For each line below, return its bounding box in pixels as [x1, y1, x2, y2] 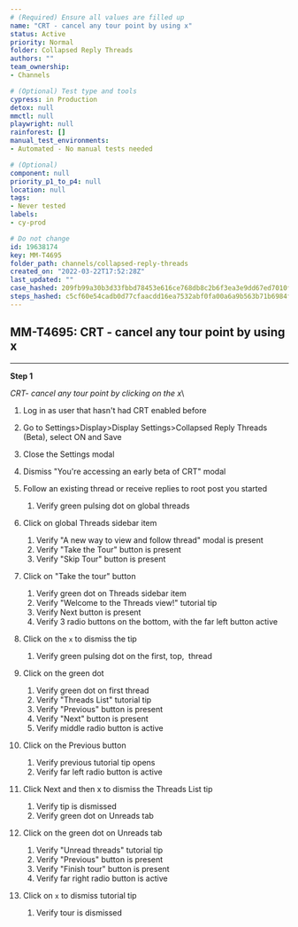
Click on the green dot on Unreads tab [22, 827, 163, 838]
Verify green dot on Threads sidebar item [35, 587, 187, 599]
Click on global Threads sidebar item [22, 517, 157, 528]
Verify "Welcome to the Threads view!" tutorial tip [35, 597, 218, 608]
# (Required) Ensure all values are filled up [10, 12, 185, 22]
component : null [10, 169, 70, 177]
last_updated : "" [10, 276, 74, 285]
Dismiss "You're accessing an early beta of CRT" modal [22, 466, 226, 476]
